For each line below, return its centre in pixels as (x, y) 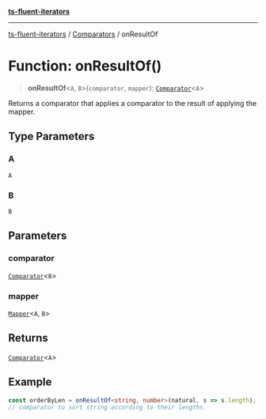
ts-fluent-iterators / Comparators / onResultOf (83, 34)
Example (30, 382)
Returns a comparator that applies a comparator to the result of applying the (133, 103)
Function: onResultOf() (85, 66)
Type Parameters (51, 136)
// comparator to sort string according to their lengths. (108, 408)
